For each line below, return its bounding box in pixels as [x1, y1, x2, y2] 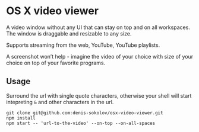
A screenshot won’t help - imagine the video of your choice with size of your [6, 53, 194, 60]
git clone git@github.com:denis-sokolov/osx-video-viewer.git [6, 110, 163, 116]
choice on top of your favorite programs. [6, 59, 106, 66]
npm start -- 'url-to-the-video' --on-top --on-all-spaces [6, 120, 156, 126]
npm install [6, 115, 36, 121]
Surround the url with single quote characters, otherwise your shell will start [6, 92, 192, 99]
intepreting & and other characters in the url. [6, 98, 114, 105]
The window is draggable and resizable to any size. [6, 30, 132, 37]
